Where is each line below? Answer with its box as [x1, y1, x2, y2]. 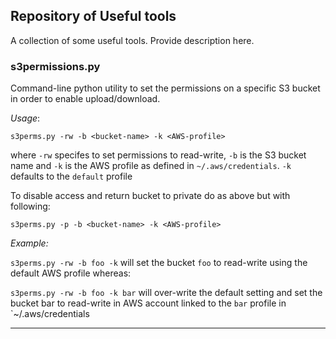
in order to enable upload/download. [10, 93, 161, 105]
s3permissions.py [10, 59, 101, 73]
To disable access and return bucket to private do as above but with [10, 190, 291, 202]
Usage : [10, 112, 41, 124]
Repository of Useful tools [10, 8, 177, 25]
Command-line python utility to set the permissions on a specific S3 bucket [10, 82, 321, 94]
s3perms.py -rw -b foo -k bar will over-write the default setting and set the [10, 287, 323, 299]
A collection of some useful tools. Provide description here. [10, 34, 255, 46]
